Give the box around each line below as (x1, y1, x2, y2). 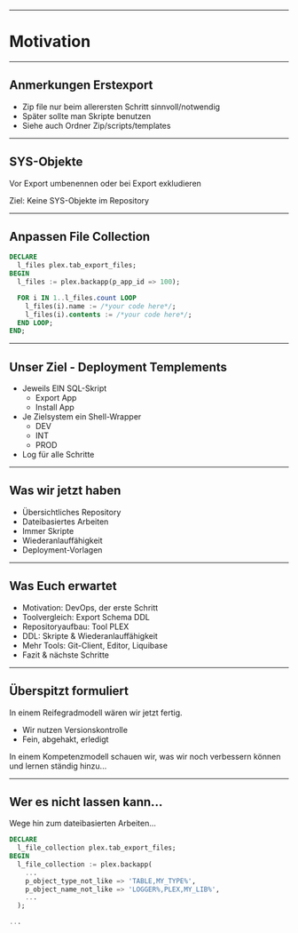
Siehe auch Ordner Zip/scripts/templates (21, 120, 171, 131)
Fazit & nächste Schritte (21, 650, 109, 660)
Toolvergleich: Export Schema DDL (21, 611, 151, 622)
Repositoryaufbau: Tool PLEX (21, 621, 129, 632)
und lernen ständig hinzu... (9, 761, 107, 771)
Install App (35, 402, 75, 413)
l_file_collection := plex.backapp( (17, 859, 153, 869)
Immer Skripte (21, 525, 74, 536)
